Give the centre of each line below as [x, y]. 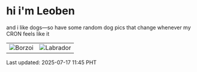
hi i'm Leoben [41, 11]
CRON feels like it [28, 33]
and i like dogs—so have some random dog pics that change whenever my [98, 27]
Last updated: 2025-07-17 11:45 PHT [52, 62]
